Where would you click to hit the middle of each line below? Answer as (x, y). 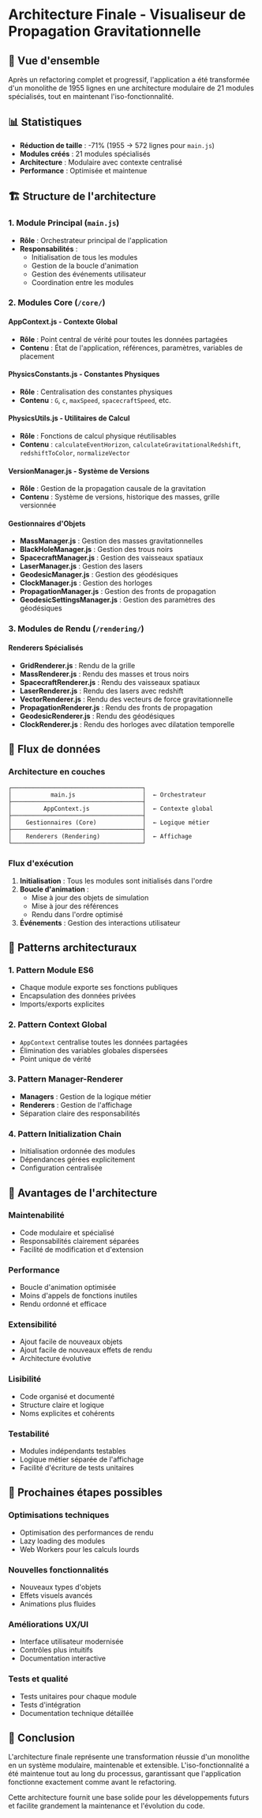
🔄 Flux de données (54, 749)
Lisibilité (25, 1379)
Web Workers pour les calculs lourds (79, 1549)
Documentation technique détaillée (77, 1713)
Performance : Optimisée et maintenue (83, 170)
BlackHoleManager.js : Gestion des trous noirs (96, 550)
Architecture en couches (57, 771)
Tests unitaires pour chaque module (78, 1696)
